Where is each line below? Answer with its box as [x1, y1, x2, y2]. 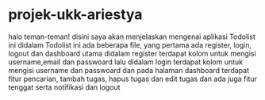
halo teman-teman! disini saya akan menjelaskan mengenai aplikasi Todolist [8, 32, 255, 41]
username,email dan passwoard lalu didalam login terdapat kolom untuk [8, 57, 244, 67]
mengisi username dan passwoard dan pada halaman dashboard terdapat [8, 65, 250, 75]
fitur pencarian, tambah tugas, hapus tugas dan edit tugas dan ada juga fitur [8, 74, 258, 83]
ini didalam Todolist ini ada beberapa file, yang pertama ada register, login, [8, 40, 252, 49]
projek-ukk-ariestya [8, 6, 143, 24]
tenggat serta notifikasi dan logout [8, 82, 121, 92]
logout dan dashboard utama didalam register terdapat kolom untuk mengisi [8, 48, 256, 58]
